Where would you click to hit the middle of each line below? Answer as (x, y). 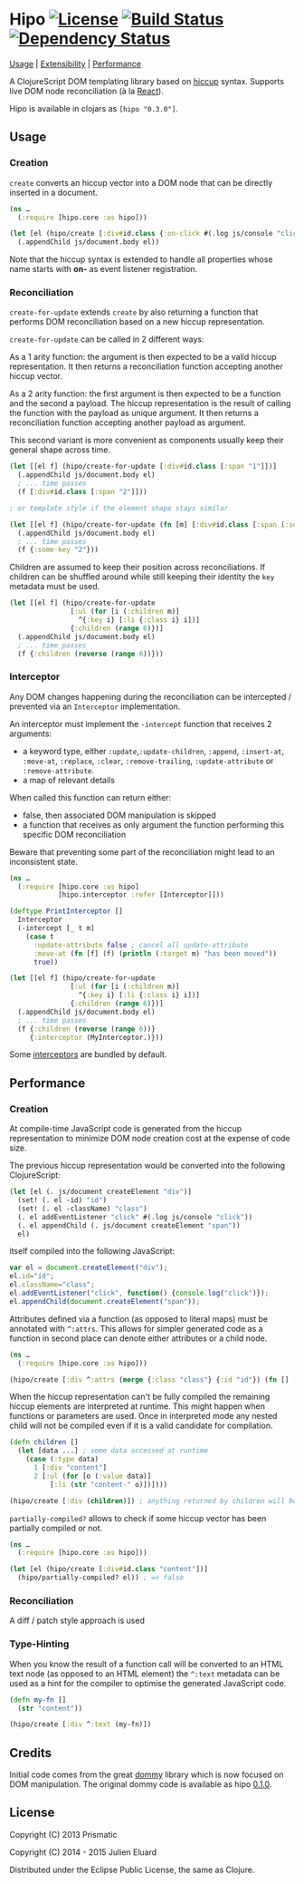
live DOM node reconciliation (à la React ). (87, 91)
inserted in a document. (53, 192)
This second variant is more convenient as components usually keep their (147, 441)
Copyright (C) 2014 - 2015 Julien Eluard (83, 1852)
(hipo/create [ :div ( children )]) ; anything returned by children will (147, 1500)
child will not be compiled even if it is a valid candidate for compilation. (141, 1426)
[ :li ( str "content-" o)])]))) (109, 1484)
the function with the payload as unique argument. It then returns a (134, 413)
